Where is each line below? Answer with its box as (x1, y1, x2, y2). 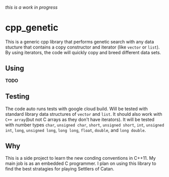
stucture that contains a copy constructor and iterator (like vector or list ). (5, 44, 160, 50)
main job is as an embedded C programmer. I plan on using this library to (5, 160, 156, 166)
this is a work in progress (5, 5, 58, 10)
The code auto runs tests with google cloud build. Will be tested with (5, 106, 148, 112)
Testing (5, 92, 30, 101)
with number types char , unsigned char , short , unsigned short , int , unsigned (5, 121, 164, 128)
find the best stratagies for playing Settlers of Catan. (5, 166, 115, 172)
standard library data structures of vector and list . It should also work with (5, 111, 162, 117)
